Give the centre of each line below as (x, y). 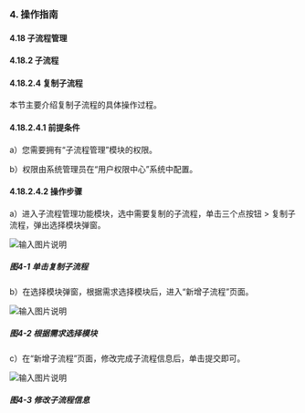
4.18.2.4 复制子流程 (47, 83)
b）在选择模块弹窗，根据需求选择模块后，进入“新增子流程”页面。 (131, 291)
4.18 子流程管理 (38, 37)
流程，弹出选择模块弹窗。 (58, 224)
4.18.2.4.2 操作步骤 (46, 191)
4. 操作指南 (34, 14)
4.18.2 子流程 (34, 60)
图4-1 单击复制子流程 (49, 267)
